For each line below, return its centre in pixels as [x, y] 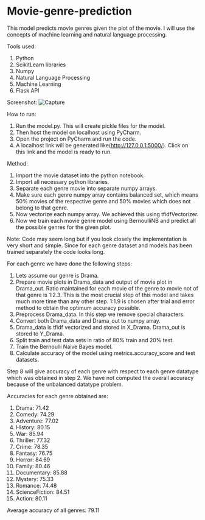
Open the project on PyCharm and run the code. [76, 139]
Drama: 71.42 [32, 408]
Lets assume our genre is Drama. [57, 275]
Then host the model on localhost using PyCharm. [78, 132]
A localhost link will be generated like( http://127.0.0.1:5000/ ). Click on [102, 145]
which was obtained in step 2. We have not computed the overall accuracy [100, 378]
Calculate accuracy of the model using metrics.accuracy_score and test [105, 353]
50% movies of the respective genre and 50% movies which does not [103, 201]
